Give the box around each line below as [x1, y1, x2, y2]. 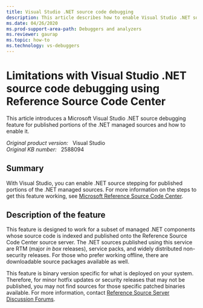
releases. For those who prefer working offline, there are [28, 252, 169, 259]
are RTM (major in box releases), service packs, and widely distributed [6, 245, 182, 252]
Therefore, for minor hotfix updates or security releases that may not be [6, 276, 185, 284]
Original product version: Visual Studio [6, 139, 106, 146]
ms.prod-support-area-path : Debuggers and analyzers [6, 25, 142, 32]
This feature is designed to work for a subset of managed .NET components [6, 226, 195, 233]
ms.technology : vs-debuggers [6, 43, 80, 49]
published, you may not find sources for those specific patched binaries [6, 283, 185, 290]
